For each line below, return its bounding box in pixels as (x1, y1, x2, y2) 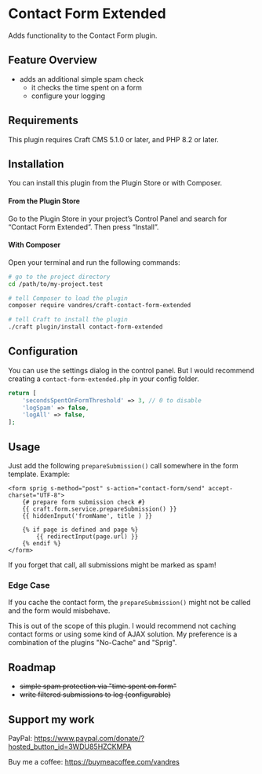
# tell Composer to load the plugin (8, 294, 128, 303)
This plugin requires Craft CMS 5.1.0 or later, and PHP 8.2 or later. (8, 134, 220, 144)
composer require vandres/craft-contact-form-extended (8, 302, 191, 310)
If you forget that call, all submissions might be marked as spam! (8, 560, 217, 570)
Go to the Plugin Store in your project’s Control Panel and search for (8, 214, 227, 223)
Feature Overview (8, 53, 98, 67)
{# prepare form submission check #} (22, 498, 146, 507)
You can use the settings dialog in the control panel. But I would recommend (8, 365, 255, 375)
